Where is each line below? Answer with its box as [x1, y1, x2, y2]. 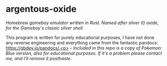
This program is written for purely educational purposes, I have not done [5, 34, 155, 40]
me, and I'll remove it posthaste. [5, 55, 72, 61]
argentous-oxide [5, 3, 77, 15]
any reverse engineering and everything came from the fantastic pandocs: [5, 39, 159, 45]
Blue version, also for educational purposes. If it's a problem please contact [5, 50, 163, 56]
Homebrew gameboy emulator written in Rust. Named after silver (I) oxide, [5, 20, 159, 26]
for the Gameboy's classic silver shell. [5, 25, 84, 31]
